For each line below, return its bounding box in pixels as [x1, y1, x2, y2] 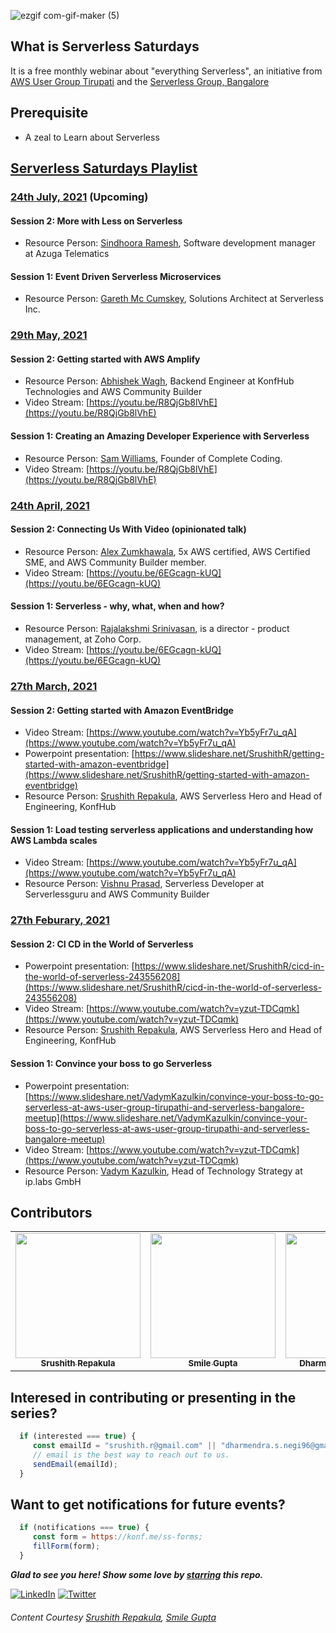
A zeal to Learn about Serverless [24, 131, 160, 143]
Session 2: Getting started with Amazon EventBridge [10, 704, 234, 716]
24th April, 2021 [10, 498, 90, 512]
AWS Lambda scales [10, 834, 98, 846]
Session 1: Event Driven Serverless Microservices [10, 270, 222, 282]
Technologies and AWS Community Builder [24, 386, 203, 398]
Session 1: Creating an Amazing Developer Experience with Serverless [10, 430, 310, 442]
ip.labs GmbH [24, 1175, 82, 1187]
